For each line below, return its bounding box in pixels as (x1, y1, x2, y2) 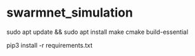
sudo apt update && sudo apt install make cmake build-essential (6, 28, 189, 36)
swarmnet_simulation (6, 5, 134, 21)
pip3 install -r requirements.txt (6, 41, 93, 49)
